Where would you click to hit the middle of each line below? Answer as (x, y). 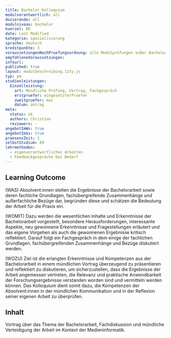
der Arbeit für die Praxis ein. (35, 206)
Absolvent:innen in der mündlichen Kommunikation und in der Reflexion (80, 291)
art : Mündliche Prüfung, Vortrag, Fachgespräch (66, 90)
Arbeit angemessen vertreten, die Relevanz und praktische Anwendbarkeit (83, 275)
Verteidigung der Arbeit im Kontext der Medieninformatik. (65, 330)
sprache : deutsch (24, 43)
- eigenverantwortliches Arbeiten (46, 152)
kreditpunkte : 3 (22, 48)
